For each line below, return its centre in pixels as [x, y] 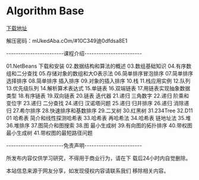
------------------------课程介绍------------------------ [74, 53]
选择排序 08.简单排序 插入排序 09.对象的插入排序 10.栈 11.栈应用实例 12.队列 [98, 81]
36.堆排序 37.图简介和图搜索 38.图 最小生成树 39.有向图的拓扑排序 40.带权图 [99, 125]
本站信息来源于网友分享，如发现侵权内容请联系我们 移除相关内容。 [88, 170]
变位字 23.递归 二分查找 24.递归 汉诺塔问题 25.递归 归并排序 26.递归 [89, 103]
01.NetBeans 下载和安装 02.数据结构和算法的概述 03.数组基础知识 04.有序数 [99, 66]
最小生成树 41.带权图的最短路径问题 [50, 132]
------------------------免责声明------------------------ [74, 145]
